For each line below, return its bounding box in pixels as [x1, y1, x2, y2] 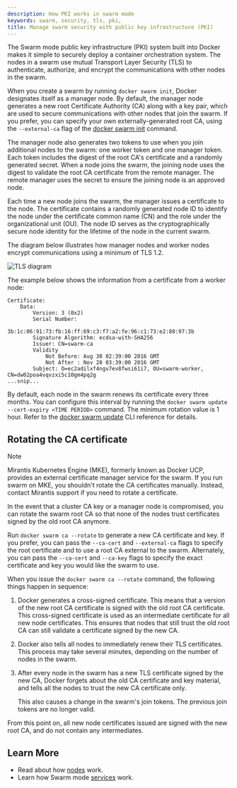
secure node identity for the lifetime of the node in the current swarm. [7, 227, 211, 236]
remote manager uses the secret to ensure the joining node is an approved [7, 176, 225, 184]
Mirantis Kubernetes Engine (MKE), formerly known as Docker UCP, [7, 466, 205, 475]
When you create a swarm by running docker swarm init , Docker [7, 86, 197, 96]
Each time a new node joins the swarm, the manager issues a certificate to [7, 197, 225, 206]
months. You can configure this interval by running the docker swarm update [7, 398, 228, 406]
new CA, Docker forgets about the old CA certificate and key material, [17, 676, 221, 685]
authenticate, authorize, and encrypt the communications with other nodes [7, 65, 226, 74]
